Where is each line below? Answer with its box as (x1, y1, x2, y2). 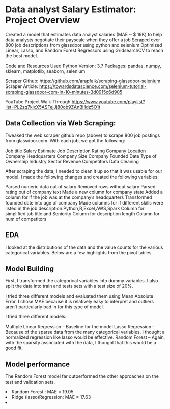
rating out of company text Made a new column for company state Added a (5, 189, 163, 195)
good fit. (5, 345, 23, 352)
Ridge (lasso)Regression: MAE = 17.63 (12, 394, 91, 400)
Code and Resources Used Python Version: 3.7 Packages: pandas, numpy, (5, 63, 161, 69)
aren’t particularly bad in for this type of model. (5, 304, 104, 310)
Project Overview (5, 14, 80, 26)
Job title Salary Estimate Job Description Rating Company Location (5, 148, 146, 154)
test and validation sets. (5, 379, 55, 385)
